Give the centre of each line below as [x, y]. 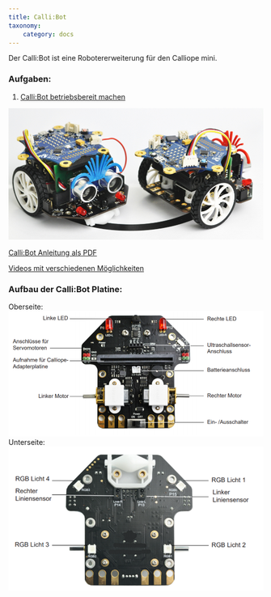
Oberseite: [26, 307]
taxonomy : [25, 25]
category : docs [49, 34]
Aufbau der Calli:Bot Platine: [66, 289]
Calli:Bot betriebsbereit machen [73, 96]
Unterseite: [27, 442]
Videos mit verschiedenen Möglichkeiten [76, 268]
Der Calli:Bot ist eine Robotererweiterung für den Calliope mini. [113, 58]
